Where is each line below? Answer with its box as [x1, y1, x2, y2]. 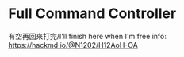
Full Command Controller [8, 5, 177, 23]
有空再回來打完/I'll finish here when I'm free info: [8, 31, 167, 41]
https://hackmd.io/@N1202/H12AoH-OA [8, 40, 139, 49]
